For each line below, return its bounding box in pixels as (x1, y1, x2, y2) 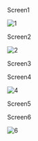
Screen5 (7, 100, 31, 108)
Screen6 (7, 113, 32, 121)
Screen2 (7, 32, 32, 41)
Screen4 (7, 73, 32, 81)
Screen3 (7, 59, 32, 68)
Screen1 (7, 6, 30, 14)
